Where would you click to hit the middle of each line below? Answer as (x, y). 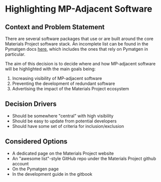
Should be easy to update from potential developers (64, 121)
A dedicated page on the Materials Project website (63, 153)
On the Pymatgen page (35, 169)
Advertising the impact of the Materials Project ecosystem (70, 89)
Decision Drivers (31, 104)
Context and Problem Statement (55, 27)
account (20, 163)
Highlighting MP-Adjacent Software (79, 9)
